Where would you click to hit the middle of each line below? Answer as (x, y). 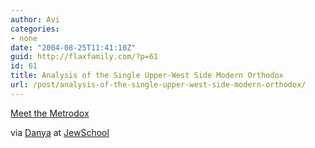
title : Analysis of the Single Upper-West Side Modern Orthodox (147, 76)
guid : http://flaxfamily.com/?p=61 (84, 57)
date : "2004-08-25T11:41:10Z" (73, 47)
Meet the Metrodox (50, 113)
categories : (35, 29)
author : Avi (35, 19)
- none (24, 38)
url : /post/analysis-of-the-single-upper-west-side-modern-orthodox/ (158, 85)
